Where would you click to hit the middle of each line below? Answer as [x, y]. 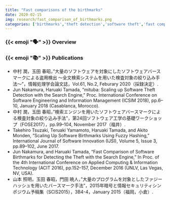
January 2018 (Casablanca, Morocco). [59, 106]
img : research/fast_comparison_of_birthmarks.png [59, 19]
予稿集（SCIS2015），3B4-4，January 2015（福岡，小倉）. [92, 192]
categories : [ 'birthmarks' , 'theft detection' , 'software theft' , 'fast [80, 24]
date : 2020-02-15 [24, 15]
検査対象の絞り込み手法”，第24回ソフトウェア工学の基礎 [76, 118]
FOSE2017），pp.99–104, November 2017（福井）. [74, 125]
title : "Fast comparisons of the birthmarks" [54, 10]
